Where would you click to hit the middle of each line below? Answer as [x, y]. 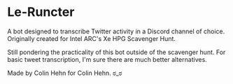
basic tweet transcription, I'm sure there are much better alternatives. [107, 59]
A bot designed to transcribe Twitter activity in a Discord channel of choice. [116, 31]
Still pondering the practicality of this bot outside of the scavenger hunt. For [116, 52]
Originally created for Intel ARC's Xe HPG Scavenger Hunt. [92, 38]
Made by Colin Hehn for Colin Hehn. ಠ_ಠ [65, 73]
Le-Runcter [41, 12]
